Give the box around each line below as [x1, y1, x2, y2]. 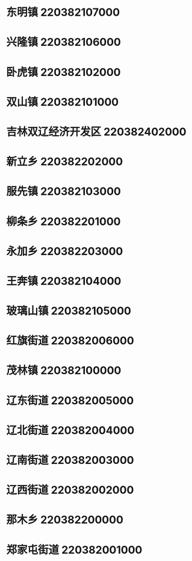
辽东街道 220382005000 [6, 393, 134, 407]
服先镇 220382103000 [6, 185, 122, 198]
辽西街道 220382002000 [6, 483, 134, 497]
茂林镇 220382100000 [6, 364, 122, 378]
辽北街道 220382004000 [6, 423, 135, 437]
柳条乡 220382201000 [6, 215, 121, 228]
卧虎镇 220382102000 [6, 65, 121, 79]
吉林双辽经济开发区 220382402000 [6, 125, 187, 139]
